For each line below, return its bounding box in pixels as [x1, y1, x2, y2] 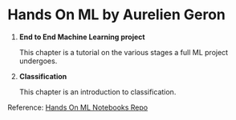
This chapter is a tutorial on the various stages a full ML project [18, 47, 229, 57]
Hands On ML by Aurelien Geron [7, 6, 226, 24]
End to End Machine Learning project [18, 32, 145, 42]
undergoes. [18, 56, 58, 66]
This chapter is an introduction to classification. [18, 86, 177, 97]
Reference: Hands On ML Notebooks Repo [7, 102, 149, 112]
